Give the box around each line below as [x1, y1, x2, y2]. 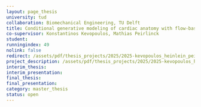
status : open [6, 92, 39, 97]
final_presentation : [6, 81, 58, 87]
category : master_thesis [6, 86, 68, 92]
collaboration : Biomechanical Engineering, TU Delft [6, 20, 141, 26]
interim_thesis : [6, 64, 47, 70]
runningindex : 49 [6, 42, 50, 48]
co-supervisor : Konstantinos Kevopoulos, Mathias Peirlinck [6, 31, 160, 37]
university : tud [6, 14, 47, 20]
